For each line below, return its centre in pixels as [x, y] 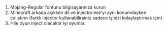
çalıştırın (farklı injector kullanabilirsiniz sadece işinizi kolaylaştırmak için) [86, 18]
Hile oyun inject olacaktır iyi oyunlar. [48, 23]
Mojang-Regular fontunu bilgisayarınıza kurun [58, 7]
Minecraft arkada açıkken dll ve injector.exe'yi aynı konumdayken [78, 12]
